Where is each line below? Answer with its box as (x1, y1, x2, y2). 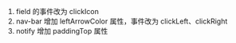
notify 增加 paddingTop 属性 (15, 27, 108, 35)
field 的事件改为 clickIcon (15, 7, 100, 16)
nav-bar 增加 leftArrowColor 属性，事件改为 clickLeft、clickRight (15, 16, 228, 26)
